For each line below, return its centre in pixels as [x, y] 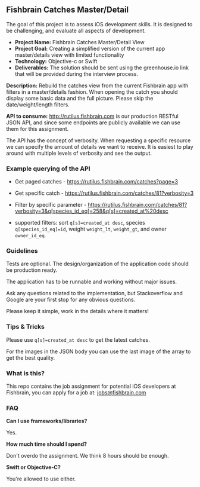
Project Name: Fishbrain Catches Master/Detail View [79, 42]
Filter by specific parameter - [51, 205]
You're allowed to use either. [41, 479]
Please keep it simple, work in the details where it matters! [77, 311]
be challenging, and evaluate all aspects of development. [76, 30]
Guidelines [22, 251]
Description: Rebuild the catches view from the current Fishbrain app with [97, 85]
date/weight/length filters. [38, 105]
